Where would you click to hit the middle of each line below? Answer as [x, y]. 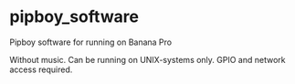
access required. [41, 69]
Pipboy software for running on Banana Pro [90, 42]
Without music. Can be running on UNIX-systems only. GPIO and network [147, 59]
